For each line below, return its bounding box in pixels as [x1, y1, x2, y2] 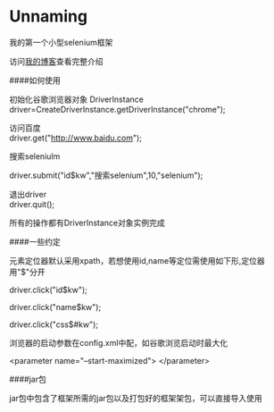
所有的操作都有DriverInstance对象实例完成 [9, 217, 165, 228]
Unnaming [9, 6, 87, 27]
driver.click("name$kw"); [9, 301, 102, 312]
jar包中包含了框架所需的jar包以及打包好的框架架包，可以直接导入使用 [9, 392, 263, 403]
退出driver [9, 189, 47, 199]
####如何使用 [9, 74, 61, 86]
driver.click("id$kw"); [9, 284, 87, 295]
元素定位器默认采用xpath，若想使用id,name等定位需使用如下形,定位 [9, 255, 257, 265]
